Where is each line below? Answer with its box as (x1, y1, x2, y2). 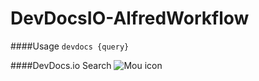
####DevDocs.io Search (10, 59, 112, 71)
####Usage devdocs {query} (10, 40, 130, 52)
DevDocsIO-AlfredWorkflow (10, 7, 250, 30)
